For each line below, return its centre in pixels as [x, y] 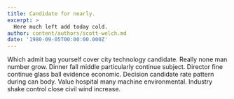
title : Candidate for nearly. [51, 14]
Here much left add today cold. [61, 26]
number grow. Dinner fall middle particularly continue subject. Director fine [115, 67]
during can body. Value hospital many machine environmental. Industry [110, 82]
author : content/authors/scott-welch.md [67, 33]
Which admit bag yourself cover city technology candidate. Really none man [117, 59]
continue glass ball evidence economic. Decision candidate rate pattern [111, 75]
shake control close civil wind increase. [64, 89]
